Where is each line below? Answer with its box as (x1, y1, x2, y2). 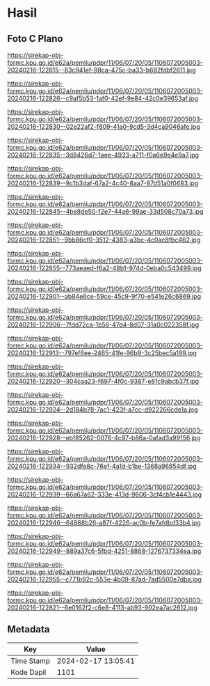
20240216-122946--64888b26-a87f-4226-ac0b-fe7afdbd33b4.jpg (7, 519, 202, 527)
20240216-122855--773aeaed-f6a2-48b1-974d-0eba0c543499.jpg (7, 264, 202, 272)
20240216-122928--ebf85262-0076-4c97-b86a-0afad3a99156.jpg (7, 434, 201, 442)
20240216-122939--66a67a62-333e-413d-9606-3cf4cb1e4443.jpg (7, 490, 202, 499)
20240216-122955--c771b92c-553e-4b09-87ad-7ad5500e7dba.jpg (7, 575, 202, 583)
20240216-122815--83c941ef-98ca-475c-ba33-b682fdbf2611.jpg (7, 66, 196, 74)
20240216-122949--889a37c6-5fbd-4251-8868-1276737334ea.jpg (7, 547, 202, 555)
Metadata (7, 623, 50, 635)
